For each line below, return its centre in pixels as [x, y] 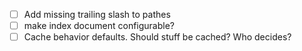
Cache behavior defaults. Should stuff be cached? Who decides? [157, 37]
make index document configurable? [99, 26]
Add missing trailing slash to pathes [97, 14]
